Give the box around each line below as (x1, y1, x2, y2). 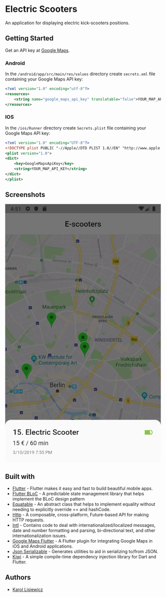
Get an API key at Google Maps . (5, 47, 70, 53)
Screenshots (5, 190, 45, 199)
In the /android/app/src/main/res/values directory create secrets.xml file (5, 71, 156, 77)
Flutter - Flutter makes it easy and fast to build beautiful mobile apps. (12, 486, 153, 491)
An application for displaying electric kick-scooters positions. (5, 20, 130, 26)
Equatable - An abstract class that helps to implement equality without (12, 501, 156, 507)
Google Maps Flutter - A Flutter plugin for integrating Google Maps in (12, 538, 153, 544)
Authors (5, 573, 31, 582)
